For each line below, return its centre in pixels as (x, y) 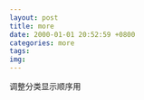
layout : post (34, 18)
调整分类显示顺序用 (45, 86)
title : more (32, 26)
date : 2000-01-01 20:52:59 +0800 (72, 34)
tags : (19, 51)
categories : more (42, 43)
